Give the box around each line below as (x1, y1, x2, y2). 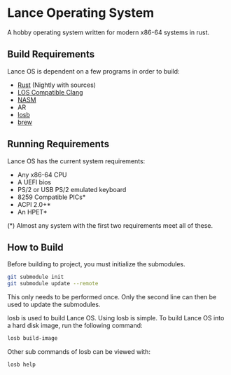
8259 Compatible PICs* (17, 193, 86, 201)
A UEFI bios (17, 177, 51, 186)
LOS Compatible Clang (17, 88, 83, 96)
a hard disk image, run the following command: (7, 321, 143, 330)
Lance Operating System (7, 5, 155, 21)
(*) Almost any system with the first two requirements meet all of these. (7, 221, 213, 229)
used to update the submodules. (7, 300, 101, 309)
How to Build (7, 241, 64, 253)
